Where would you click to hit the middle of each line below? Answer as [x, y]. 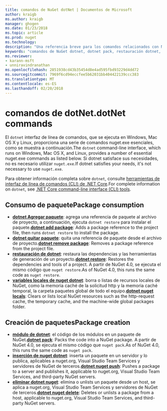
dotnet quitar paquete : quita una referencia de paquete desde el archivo [87, 238]
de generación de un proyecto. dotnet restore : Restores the [73, 259]
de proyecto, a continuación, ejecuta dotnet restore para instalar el [82, 222]
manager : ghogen [22, 24]
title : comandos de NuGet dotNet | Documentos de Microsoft [69, 10]
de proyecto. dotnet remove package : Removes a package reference [83, 243]
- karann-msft [20, 61]
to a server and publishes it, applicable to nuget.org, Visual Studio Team [86, 372]
